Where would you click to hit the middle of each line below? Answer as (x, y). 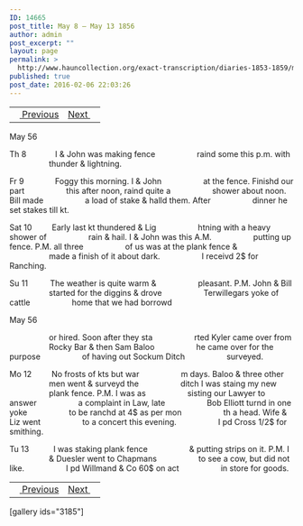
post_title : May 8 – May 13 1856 (72, 26)
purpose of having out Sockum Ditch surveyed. (137, 356)
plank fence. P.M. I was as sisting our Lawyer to (157, 392)
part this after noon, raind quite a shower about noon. (148, 190)
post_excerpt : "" (42, 43)
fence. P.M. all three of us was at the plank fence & (124, 246)
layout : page (34, 51)
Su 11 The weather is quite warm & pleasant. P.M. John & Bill (151, 283)
